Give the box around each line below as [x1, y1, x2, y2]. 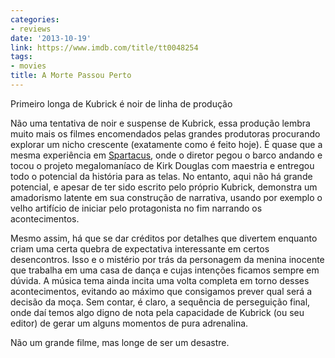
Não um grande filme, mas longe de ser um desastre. [10, 336, 230, 348]
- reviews [10, 24, 52, 34]
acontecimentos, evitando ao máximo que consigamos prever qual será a [10, 285, 313, 297]
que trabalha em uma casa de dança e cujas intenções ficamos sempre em [10, 264, 320, 276]
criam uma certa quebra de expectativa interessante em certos [10, 242, 270, 255]
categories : [10, 14, 60, 25]
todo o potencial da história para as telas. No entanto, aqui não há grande [10, 170, 313, 182]
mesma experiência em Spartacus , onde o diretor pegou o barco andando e [10, 149, 323, 161]
